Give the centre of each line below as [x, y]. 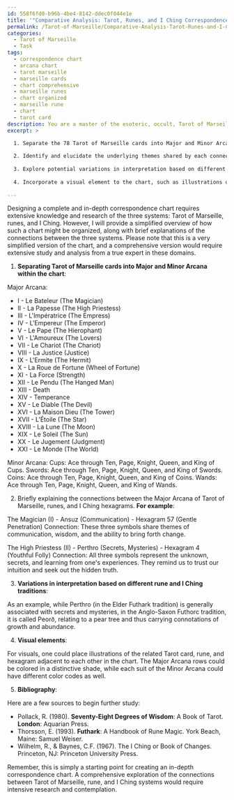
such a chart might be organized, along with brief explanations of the [106, 230]
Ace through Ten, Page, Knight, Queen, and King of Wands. [92, 485]
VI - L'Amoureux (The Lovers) [60, 338]
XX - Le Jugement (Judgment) [61, 442]
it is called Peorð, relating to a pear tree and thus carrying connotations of [113, 619]
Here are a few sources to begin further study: [74, 703]
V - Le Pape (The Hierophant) [60, 331]
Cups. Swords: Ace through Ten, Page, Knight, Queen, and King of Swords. [115, 470]
